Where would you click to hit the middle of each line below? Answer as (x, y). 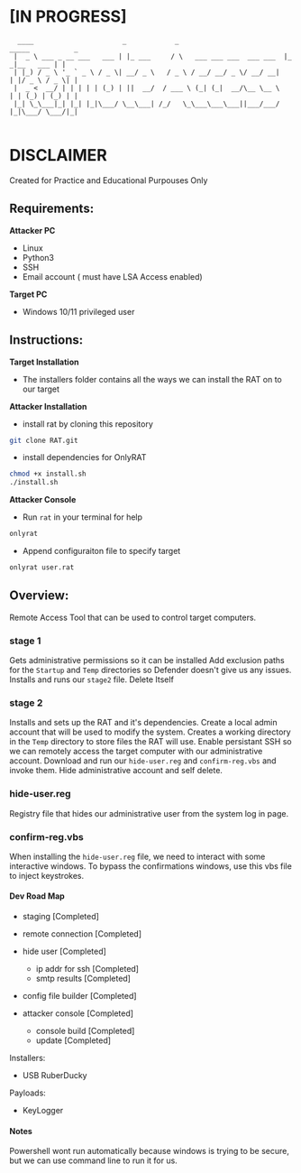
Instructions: (46, 340)
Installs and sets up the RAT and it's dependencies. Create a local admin (143, 723)
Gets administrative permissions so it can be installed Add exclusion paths (147, 660)
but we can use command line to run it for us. (93, 1160)
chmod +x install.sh (48, 474)
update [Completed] (73, 1040)
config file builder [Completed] (79, 996)
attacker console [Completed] (78, 1013)
